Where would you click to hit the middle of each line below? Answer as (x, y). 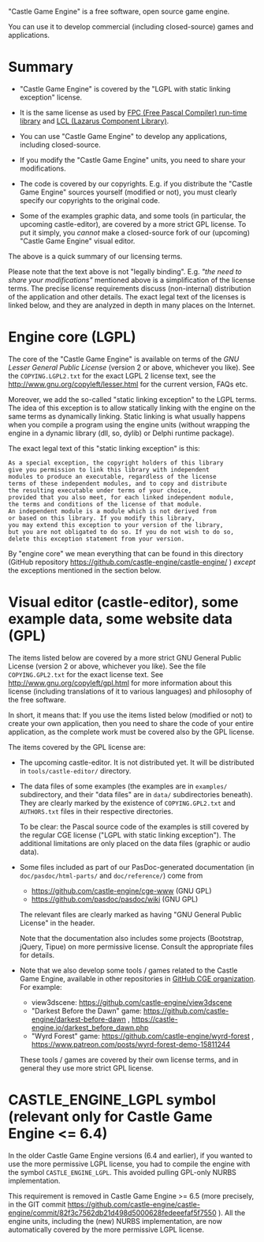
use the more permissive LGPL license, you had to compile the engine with (129, 1164)
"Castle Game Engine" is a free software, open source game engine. (119, 11)
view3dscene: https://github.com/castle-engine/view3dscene (132, 1002)
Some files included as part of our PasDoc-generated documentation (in (137, 867)
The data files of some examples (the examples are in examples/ (123, 786)
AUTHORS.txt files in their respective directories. (96, 811)
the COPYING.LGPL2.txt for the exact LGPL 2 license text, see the (112, 375)
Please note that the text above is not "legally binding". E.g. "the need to (125, 271)
